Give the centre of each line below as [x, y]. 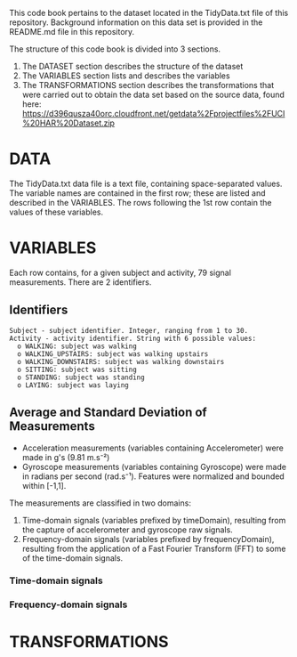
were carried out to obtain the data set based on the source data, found [153, 94]
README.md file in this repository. [72, 32]
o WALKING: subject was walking [77, 346]
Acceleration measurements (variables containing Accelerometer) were [153, 448]
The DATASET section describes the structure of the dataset [132, 66]
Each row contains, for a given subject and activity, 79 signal [120, 272]
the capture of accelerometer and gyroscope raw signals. [127, 530]
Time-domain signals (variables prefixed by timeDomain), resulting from [154, 520]
